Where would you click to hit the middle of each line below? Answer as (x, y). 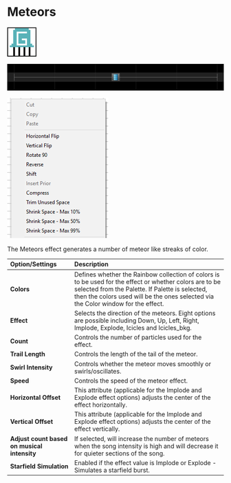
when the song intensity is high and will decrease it (146, 446)
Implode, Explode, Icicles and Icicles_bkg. (133, 328)
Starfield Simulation (39, 466)
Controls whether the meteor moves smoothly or (143, 364)
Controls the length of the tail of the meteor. (136, 354)
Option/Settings (33, 264)
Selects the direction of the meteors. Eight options (145, 313)
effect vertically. (97, 429)
